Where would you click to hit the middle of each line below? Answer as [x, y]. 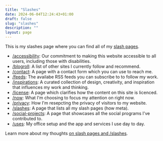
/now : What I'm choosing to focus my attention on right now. [73, 98]
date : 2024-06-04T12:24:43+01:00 [39, 14]
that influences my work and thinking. [50, 87]
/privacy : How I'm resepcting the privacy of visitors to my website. [80, 103]
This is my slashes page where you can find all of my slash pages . [72, 46]
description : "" [22, 28]
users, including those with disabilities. [51, 61]
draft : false [18, 19]
